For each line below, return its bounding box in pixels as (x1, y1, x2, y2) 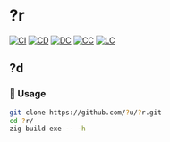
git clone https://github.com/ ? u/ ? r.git (9, 108, 163, 117)
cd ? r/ (9, 116, 34, 125)
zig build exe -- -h (9, 124, 87, 134)
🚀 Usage (9, 88, 47, 100)
